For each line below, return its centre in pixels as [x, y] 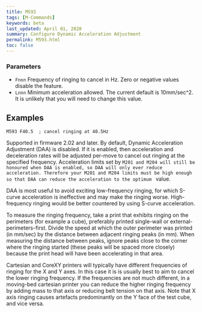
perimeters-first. [26, 228]
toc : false [20, 46]
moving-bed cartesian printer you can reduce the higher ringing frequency [99, 284]
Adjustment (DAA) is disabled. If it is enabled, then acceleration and [90, 149]
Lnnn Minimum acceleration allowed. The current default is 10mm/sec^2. [104, 92]
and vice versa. [25, 303]
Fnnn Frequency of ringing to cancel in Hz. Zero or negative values [97, 80]
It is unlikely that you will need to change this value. [79, 99]
